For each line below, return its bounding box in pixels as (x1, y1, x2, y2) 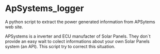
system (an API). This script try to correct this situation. (5, 43, 115, 49)
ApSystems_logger (5, 3, 84, 14)
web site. (5, 24, 23, 29)
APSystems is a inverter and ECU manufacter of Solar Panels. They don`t (5, 33, 151, 39)
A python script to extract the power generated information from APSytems (5, 19, 155, 25)
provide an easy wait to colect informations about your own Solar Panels (5, 38, 150, 44)
